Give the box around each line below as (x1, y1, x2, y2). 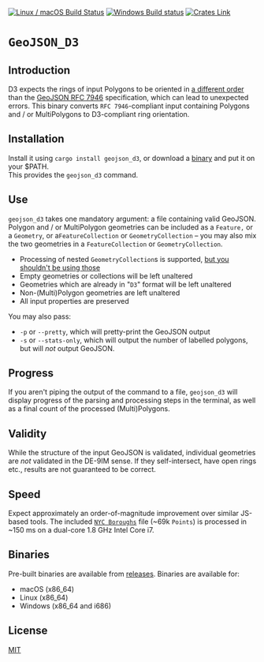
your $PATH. (8, 162, 50, 171)
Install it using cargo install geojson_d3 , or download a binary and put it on (8, 153, 255, 163)
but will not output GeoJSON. (19, 343, 115, 353)
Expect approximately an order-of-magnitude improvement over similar (8, 509, 239, 518)
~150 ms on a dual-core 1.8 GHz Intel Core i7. (8, 525, 154, 535)
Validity (8, 427, 47, 440)
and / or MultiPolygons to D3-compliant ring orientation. (8, 110, 190, 118)
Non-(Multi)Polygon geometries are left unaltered (19, 288, 180, 297)
